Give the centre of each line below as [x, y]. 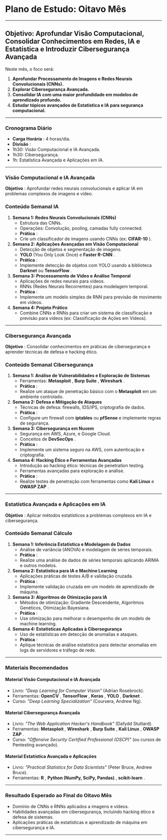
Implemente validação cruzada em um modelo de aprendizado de [87, 586]
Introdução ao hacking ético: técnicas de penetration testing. [82, 466]
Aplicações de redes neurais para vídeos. [62, 281]
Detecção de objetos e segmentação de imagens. [71, 249]
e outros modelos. [38, 565]
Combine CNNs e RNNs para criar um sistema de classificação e [86, 313]
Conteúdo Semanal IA [32, 207]
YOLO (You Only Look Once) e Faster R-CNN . [67, 255]
